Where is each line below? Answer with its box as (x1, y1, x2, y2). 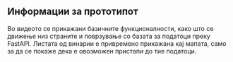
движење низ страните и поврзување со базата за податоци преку (7, 32, 210, 40)
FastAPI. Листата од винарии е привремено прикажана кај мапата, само (7, 39, 227, 48)
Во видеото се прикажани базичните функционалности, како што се (7, 24, 214, 32)
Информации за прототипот (7, 6, 139, 18)
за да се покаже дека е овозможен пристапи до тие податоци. (7, 46, 197, 55)
